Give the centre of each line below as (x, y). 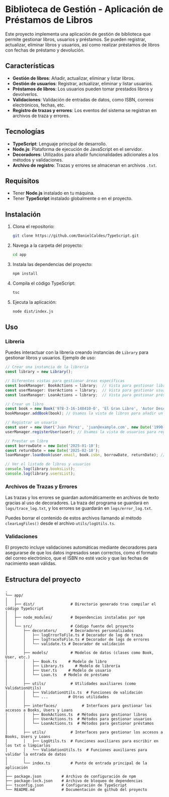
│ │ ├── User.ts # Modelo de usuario (58, 671)
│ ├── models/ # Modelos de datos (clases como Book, (80, 653)
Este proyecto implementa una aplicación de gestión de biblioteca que (78, 34)
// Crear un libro (24, 404)
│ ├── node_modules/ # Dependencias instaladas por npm (75, 618)
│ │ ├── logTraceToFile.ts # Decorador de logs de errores (77, 640)
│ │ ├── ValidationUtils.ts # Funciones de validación (74, 693)
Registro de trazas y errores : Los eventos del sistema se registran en (84, 110)
